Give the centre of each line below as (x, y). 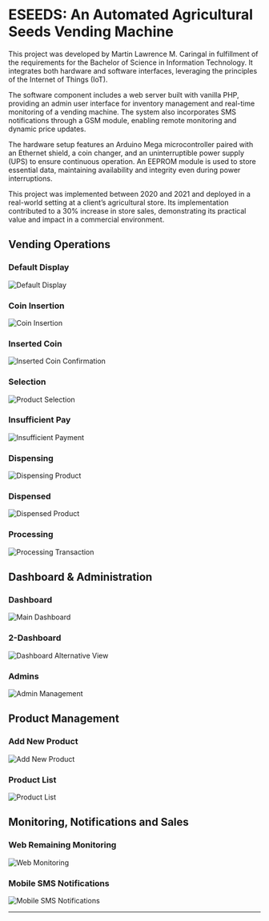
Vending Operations (59, 244)
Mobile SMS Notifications (59, 883)
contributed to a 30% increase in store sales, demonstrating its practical (127, 210)
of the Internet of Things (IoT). (58, 79)
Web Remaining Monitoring (62, 845)
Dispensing (31, 458)
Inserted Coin (35, 343)
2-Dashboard (35, 638)
